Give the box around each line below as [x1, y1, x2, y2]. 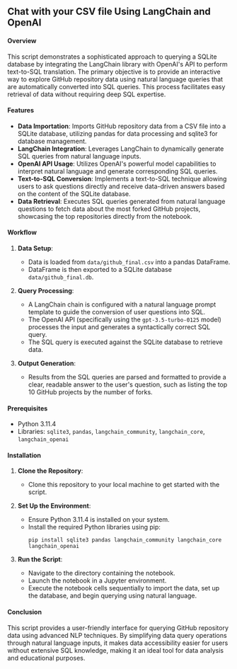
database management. [17, 137, 87, 145]
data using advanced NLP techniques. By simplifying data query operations [7, 631, 228, 639]
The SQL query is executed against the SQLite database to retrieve [28, 338, 223, 346]
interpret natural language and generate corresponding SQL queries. [17, 166, 218, 176]
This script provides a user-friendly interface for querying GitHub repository [7, 623, 229, 632]
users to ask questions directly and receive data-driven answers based [17, 182, 225, 190]
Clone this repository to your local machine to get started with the [28, 481, 220, 489]
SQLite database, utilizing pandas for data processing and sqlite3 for [17, 129, 218, 137]
